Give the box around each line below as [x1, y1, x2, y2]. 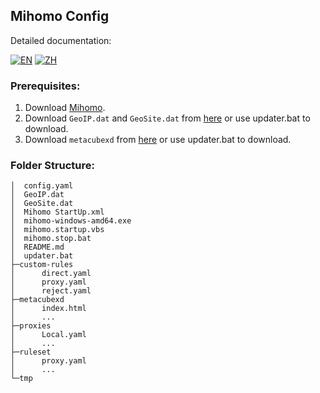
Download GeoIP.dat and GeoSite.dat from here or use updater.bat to [24, 112, 311, 124]
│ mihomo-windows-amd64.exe [10, 216, 132, 226]
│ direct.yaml [10, 269, 92, 279]
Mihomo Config [10, 8, 110, 25]
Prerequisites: [10, 79, 81, 93]
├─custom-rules [10, 260, 74, 270]
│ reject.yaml [10, 286, 92, 296]
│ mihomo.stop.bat [10, 234, 92, 244]
